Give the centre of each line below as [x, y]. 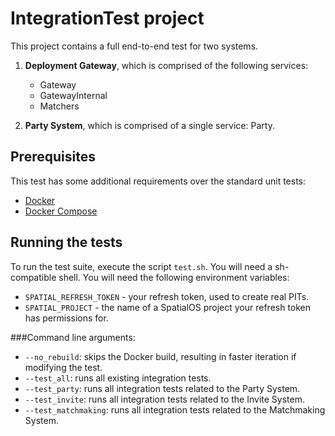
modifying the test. [63, 367]
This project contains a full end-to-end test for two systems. [134, 46]
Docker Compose [61, 211]
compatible [33, 277]
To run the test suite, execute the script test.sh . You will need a [141, 266]
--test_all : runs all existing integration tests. [118, 378]
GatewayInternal [73, 95]
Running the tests [66, 242]
